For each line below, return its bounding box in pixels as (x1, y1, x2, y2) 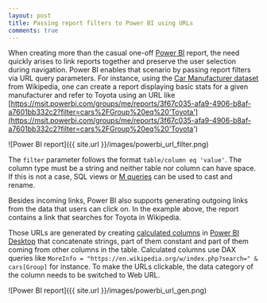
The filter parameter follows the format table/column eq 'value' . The (8, 155, 242, 165)
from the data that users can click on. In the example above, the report (8, 204, 239, 214)
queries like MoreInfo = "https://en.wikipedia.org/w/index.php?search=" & (8, 254, 258, 263)
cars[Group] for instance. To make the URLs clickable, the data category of (8, 262, 254, 271)
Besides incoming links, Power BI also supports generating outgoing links (8, 196, 249, 205)
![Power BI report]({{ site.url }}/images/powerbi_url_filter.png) (8, 140, 209, 150)
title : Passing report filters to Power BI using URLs (8, 19, 194, 27)
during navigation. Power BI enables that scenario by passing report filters (8, 65, 252, 75)
